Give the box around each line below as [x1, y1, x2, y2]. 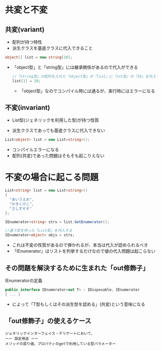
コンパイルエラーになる [12, 147, 59, 153]
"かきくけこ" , [9, 201, 34, 207]
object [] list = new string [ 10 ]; [5, 55, 73, 60]
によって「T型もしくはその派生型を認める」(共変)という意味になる [12, 301, 145, 307]
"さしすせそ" [9, 206, 32, 211]
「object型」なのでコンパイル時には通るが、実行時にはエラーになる [19, 88, 155, 94]
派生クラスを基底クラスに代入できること [12, 45, 93, 51]
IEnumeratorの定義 [5, 278, 43, 283]
